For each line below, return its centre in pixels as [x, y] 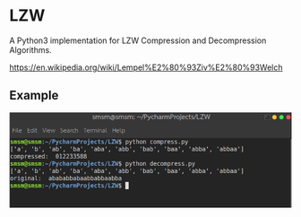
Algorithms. [30, 49]
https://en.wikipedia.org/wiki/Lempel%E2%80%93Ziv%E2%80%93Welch [146, 67]
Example [34, 95]
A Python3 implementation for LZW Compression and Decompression [138, 40]
